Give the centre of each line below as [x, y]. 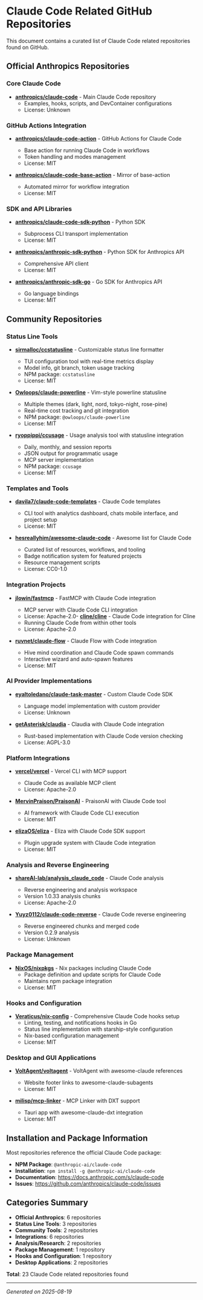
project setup [40, 520]
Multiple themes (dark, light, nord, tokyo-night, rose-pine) [96, 404]
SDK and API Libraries [39, 208]
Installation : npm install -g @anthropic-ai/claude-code [85, 1171]
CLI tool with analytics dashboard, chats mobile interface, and [101, 513]
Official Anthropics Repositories [68, 66]
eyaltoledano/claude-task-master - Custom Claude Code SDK [94, 694]
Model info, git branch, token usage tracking [79, 367]
